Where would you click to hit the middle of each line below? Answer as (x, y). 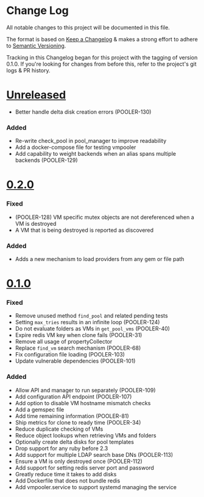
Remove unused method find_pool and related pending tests (92, 316)
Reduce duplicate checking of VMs (59, 429)
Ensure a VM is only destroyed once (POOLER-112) (79, 461)
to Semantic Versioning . (36, 46)
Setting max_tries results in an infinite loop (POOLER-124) (87, 322)
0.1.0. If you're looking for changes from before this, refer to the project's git (101, 64)
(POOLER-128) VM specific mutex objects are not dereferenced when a (105, 217)
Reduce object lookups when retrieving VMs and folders (86, 435)
